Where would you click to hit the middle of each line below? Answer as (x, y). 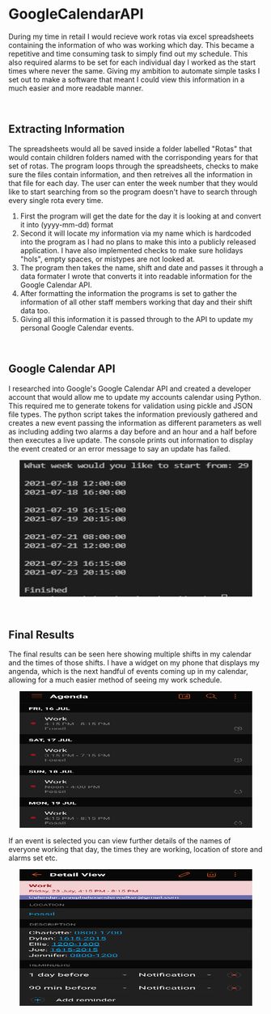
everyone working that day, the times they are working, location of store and (135, 850)
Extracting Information (67, 129)
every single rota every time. (56, 200)
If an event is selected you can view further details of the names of (120, 841)
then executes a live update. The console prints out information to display (131, 440)
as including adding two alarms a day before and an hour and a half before (133, 431)
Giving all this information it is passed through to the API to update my (136, 319)
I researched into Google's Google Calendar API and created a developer (130, 388)
